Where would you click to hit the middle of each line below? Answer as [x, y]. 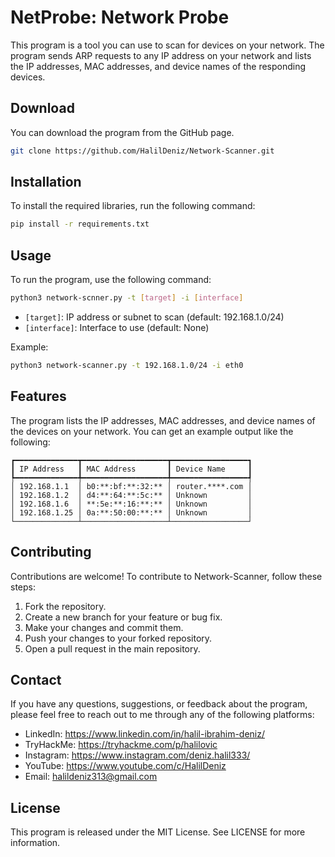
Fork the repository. [65, 606]
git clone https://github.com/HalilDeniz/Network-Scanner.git [142, 151]
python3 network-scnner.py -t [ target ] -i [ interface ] [127, 298]
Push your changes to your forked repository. [118, 638]
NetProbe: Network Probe [120, 17]
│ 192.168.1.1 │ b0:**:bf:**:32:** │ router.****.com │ [131, 486]
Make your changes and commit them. [104, 627]
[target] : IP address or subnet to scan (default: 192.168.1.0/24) [154, 317]
